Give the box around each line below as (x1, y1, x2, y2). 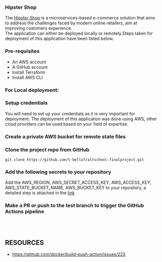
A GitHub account (12, 64, 48, 70)
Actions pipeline (5, 208, 45, 215)
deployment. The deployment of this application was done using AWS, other (5, 116, 157, 122)
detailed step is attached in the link (5, 190, 75, 196)
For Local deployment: (5, 87, 59, 94)
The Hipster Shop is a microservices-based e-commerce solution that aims (5, 15, 155, 21)
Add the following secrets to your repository (5, 168, 112, 175)
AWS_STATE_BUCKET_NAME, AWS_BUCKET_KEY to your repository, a (5, 185, 146, 191)
